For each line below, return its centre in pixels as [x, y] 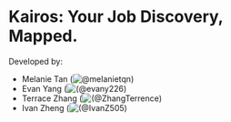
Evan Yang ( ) [74, 88]
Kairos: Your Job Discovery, [116, 17]
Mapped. [43, 36]
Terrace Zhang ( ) [92, 98]
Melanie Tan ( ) [78, 78]
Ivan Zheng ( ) [75, 107]
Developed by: [35, 61]
